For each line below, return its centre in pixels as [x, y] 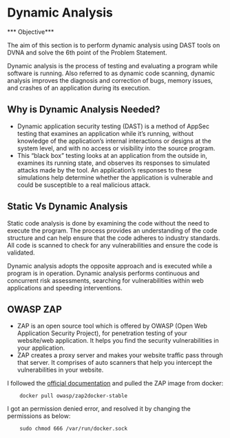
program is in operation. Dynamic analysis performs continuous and [103, 273]
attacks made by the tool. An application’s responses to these [104, 170]
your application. [41, 348]
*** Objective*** [31, 32]
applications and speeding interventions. [65, 288]
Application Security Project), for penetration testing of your [102, 333]
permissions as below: [39, 416]
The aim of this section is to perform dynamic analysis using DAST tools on [114, 45]
